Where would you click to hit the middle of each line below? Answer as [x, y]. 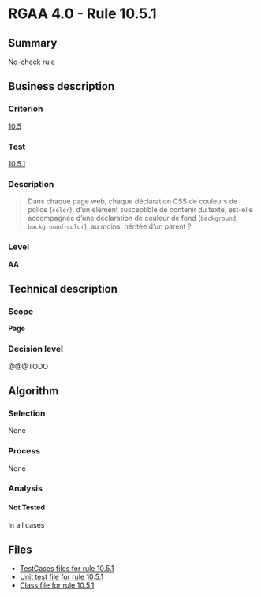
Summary [33, 43]
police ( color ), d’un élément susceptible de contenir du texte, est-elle [140, 210]
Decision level [35, 349]
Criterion [26, 109]
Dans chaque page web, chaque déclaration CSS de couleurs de [132, 201]
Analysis [26, 488]
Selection [27, 413]
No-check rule [32, 62]
